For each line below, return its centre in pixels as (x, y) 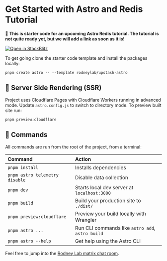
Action (83, 159)
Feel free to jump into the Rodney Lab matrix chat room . (62, 253)
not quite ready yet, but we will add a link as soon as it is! (65, 39)
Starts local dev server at (104, 187)
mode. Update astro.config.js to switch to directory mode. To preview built (83, 105)
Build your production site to (108, 200)
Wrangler (86, 220)
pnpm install (23, 167)
